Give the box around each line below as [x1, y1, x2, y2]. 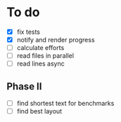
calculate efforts [16, 44, 65, 52]
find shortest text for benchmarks [16, 99, 115, 108]
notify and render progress [16, 36, 96, 44]
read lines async [16, 59, 65, 68]
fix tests [16, 28, 40, 36]
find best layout [16, 107, 63, 116]
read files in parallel [16, 51, 75, 60]
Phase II [6, 80, 42, 92]
